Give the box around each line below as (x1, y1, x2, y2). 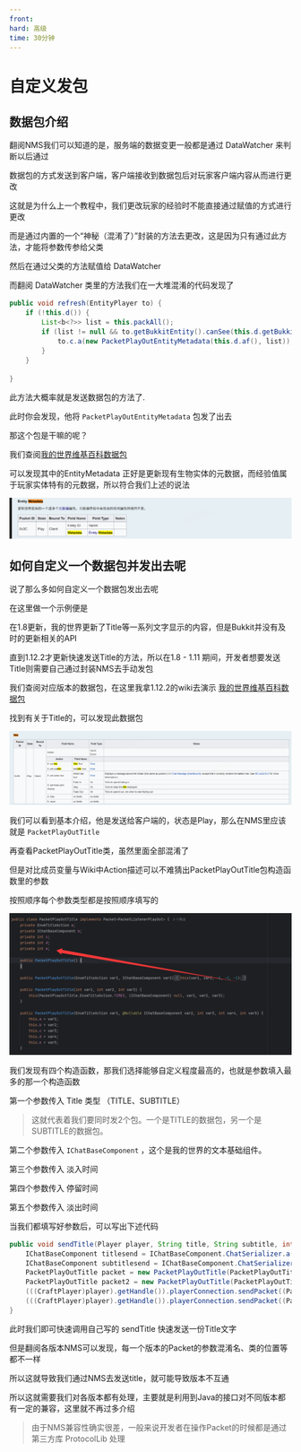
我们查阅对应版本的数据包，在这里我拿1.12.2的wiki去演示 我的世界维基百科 (9, 683, 282, 693)
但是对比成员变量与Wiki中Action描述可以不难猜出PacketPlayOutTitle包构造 (9, 864, 284, 874)
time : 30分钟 (9, 33, 56, 42)
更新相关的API (24, 633, 78, 644)
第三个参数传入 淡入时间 (9, 1163, 99, 1174)
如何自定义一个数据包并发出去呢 (9, 558, 186, 573)
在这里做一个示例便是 (9, 603, 88, 613)
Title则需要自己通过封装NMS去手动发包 (9, 664, 154, 674)
